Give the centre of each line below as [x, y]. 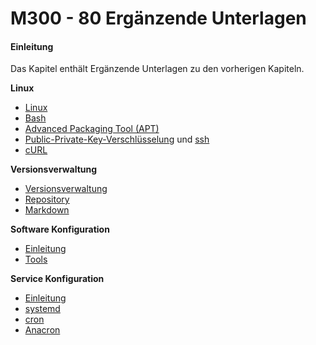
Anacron [42, 330]
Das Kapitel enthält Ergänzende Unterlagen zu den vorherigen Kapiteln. [157, 69]
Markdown [47, 210]
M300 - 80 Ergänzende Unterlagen [158, 18]
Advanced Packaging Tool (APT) [92, 129]
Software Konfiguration [60, 229]
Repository [47, 199]
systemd [42, 309]
